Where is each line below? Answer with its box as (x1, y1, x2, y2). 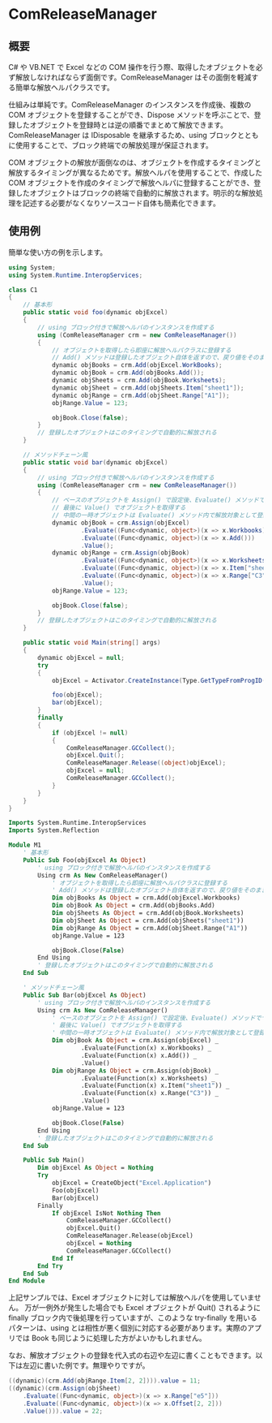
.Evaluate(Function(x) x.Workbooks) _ (80, 1044, 212, 1052)
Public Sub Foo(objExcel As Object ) (23, 856, 147, 865)
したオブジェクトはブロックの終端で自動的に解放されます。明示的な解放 (15, 188, 257, 197)
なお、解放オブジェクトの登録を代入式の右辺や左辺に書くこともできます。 (8, 1351, 257, 1360)
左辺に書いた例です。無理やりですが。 (22, 1360, 150, 1370)
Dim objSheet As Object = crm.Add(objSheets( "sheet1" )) (51, 916, 244, 925)
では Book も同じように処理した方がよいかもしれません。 (15, 1333, 206, 1343)
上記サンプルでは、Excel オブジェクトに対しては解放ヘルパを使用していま (8, 1292, 255, 1303)
